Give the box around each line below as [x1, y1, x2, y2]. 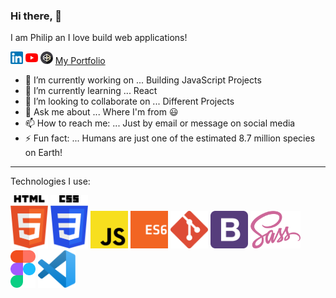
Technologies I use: [10, 175, 91, 188]
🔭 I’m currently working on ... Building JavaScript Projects [24, 74, 262, 86]
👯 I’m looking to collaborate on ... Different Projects [24, 95, 235, 108]
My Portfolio [54, 55, 106, 67]
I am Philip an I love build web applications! [10, 32, 188, 44]
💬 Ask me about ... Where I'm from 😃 [24, 106, 179, 118]
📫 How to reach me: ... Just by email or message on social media [24, 117, 296, 129]
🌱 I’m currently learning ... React [24, 85, 158, 97]
